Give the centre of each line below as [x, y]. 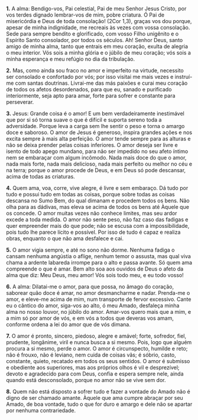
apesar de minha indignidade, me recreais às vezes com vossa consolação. [98, 27]
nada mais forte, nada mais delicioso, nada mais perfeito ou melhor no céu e [99, 164]
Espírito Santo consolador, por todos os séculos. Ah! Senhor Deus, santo [95, 40]
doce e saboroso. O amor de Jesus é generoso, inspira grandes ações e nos [99, 132]
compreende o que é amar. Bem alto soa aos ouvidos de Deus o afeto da [95, 269]
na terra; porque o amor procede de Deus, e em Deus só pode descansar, [96, 170]
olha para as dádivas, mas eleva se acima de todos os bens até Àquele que [98, 207]
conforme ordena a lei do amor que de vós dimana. [69, 324]
